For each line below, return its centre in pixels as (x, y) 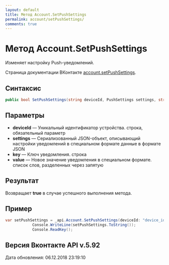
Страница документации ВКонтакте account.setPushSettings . (71, 72)
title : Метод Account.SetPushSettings (46, 15)
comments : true (21, 24)
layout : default (22, 10)
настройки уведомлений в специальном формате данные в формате (87, 143)
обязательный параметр (39, 133)
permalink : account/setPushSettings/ (45, 19)
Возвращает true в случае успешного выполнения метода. (69, 193)
